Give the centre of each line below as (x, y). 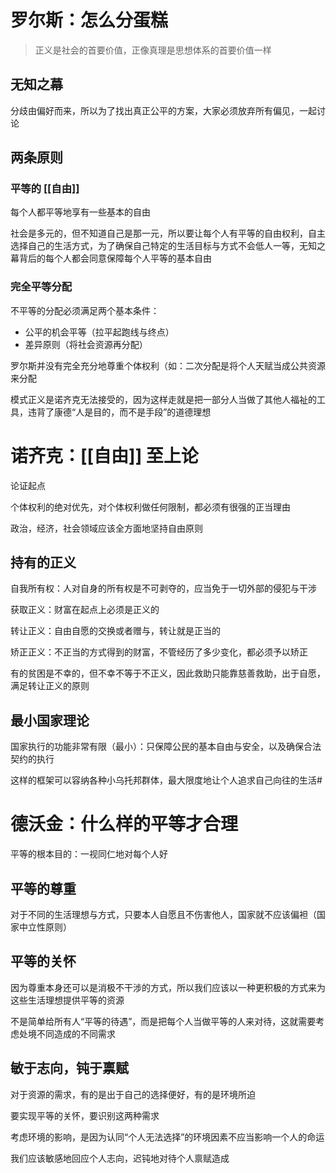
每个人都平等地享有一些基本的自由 (80, 212)
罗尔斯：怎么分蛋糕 (89, 20)
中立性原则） (45, 927)
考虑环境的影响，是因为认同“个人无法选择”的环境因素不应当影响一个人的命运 (167, 1137)
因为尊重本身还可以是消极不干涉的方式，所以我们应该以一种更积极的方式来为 (168, 987)
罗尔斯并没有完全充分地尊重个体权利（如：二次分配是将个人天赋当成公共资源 (168, 365)
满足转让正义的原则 (50, 686)
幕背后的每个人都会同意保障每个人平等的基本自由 (111, 258)
